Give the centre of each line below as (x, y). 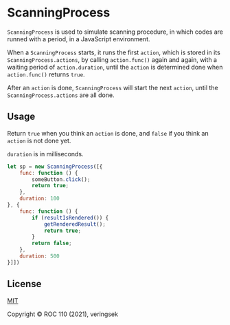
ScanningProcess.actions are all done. (61, 95)
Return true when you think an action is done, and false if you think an (108, 133)
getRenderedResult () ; (75, 224)
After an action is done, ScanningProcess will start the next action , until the (113, 87)
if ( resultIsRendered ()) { (70, 218)
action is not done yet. (39, 140)
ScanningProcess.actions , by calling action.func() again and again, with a (112, 59)
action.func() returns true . (46, 74)
